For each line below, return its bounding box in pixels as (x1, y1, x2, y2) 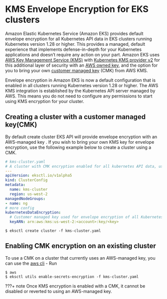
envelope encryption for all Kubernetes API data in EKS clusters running (5, 36, 153, 42)
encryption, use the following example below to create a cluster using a (5, 144, 152, 150)
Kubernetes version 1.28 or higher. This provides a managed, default (5, 41, 146, 47)
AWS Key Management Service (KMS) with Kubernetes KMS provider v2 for (5, 57, 161, 63)
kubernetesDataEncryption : (5, 210, 61, 215)
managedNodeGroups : (5, 196, 46, 201)
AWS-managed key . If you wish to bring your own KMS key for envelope (5, 139, 155, 145)
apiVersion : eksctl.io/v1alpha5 (5, 173, 72, 178)
